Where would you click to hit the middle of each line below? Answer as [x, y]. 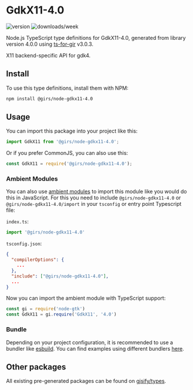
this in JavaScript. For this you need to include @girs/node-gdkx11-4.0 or [94, 198]
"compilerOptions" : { [38, 260]
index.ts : [18, 222]
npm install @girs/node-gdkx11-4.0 [50, 99]
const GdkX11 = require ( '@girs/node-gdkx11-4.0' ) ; [69, 164]
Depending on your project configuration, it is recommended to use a [89, 342]
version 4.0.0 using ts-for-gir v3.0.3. [50, 44]
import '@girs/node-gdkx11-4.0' [45, 232]
